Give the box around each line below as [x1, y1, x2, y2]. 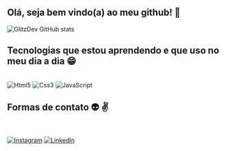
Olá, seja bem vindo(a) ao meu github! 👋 [7, 7, 181, 18]
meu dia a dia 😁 [7, 55, 77, 67]
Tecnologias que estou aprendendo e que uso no [7, 45, 220, 57]
